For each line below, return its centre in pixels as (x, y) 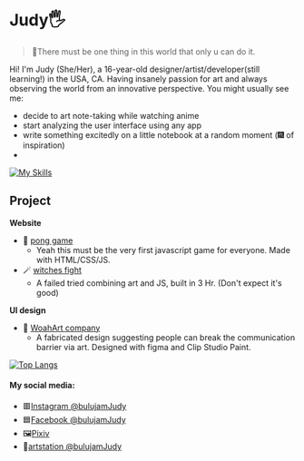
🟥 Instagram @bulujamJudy (74, 406)
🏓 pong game (48, 240)
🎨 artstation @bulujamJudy (72, 446)
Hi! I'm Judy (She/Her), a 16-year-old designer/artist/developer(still (135, 69)
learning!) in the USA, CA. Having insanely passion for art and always (138, 78)
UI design (28, 310)
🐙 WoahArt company (61, 328)
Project (30, 201)
